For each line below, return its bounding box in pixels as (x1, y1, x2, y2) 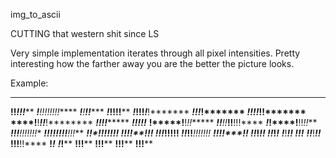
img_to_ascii (10, 9, 61, 20)
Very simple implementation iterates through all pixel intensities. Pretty (10, 47, 301, 59)
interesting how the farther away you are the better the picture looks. (10, 58, 295, 69)
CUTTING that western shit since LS (10, 28, 160, 39)
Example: (10, 77, 49, 89)
